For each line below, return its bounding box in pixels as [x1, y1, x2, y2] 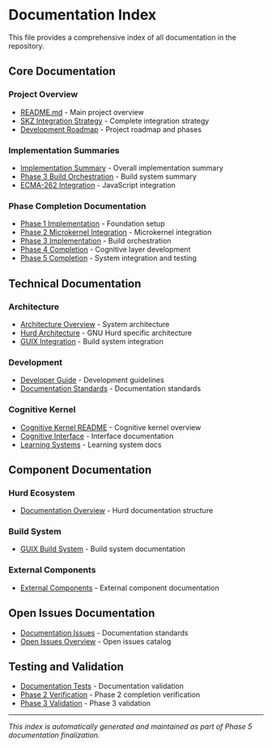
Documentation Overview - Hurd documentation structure [19, 506, 214, 516]
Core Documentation [8, 65, 116, 79]
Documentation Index [8, 6, 156, 24]
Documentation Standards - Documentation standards [19, 384, 202, 393]
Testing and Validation [8, 660, 124, 674]
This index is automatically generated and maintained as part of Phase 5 [8, 722, 253, 732]
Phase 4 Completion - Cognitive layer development [19, 244, 191, 254]
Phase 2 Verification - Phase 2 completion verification [19, 690, 201, 699]
